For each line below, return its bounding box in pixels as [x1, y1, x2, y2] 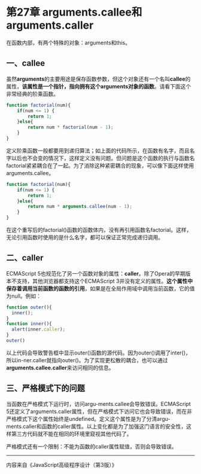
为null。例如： [6, 292, 42, 299]
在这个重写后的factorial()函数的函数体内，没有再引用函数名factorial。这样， [6, 227, 192, 233]
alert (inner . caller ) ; [11, 326, 66, 332]
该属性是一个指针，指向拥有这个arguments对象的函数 [22, 82, 154, 90]
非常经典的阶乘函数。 [6, 90, 59, 97]
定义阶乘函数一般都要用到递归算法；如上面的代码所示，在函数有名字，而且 [6, 147, 190, 154]
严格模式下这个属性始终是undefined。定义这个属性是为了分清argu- [6, 415, 170, 422]
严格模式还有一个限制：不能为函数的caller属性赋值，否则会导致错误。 [6, 443, 178, 450]
